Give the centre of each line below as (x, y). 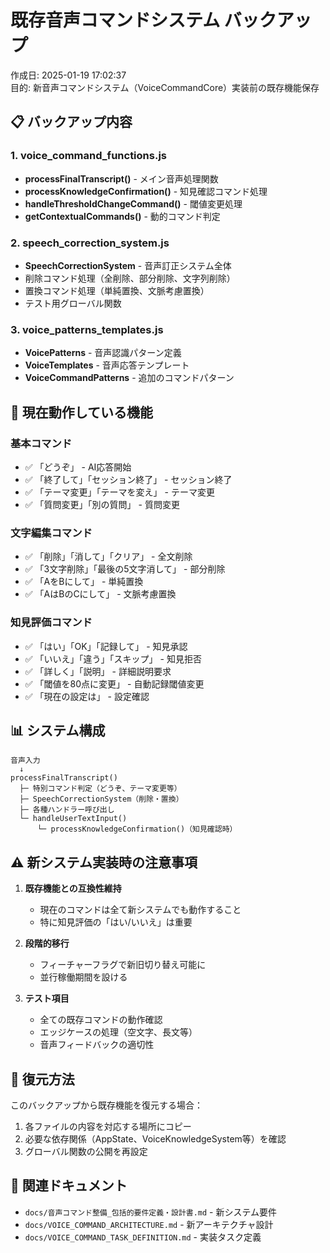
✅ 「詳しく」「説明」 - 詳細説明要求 (98, 671)
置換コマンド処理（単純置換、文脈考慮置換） (117, 290)
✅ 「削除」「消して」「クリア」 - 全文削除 (108, 557)
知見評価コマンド (51, 623)
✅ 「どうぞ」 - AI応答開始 (78, 467)
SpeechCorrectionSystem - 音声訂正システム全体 (128, 265)
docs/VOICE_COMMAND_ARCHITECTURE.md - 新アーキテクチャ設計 (149, 1224)
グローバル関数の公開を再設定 (86, 1151)
